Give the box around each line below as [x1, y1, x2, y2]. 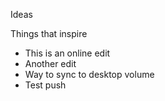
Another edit [24, 58, 77, 69]
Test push [24, 79, 67, 91]
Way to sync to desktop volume [24, 69, 155, 80]
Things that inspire [10, 28, 88, 39]
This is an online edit [24, 47, 111, 59]
